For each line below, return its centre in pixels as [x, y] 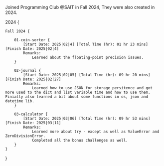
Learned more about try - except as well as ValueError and [95, 132]
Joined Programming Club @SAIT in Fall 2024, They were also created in [80, 7]
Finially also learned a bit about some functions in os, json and [77, 97]
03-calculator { [31, 114]
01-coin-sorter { [32, 40]
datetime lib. [20, 101]
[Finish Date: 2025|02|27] [33, 79]
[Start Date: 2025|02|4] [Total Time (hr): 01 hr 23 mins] [86, 44]
